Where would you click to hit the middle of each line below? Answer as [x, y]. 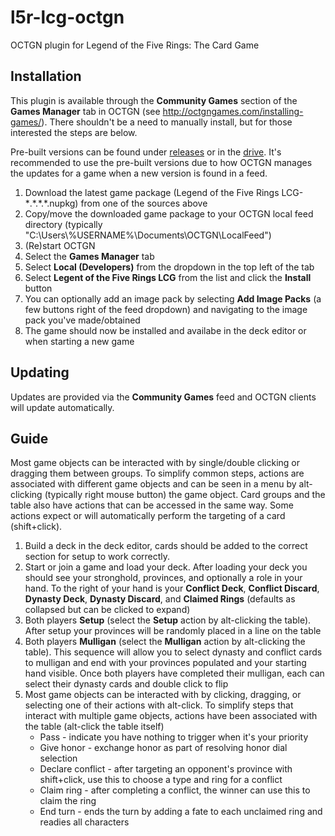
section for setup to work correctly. [97, 557]
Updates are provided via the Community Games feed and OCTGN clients [163, 397]
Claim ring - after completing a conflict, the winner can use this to [175, 790]
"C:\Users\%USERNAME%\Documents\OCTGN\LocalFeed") [148, 235]
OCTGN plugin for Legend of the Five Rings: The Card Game [135, 45]
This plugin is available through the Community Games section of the [154, 100]
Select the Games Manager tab [89, 256]
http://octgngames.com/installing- [233, 111]
